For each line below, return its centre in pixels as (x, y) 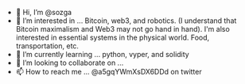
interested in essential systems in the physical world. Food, (113, 37)
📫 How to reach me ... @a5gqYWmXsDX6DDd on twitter (109, 72)
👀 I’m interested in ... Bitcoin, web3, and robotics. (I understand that (126, 21)
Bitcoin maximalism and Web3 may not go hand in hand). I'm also (123, 29)
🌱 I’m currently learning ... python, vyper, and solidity (102, 54)
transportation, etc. (47, 46)
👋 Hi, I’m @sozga (44, 12)
